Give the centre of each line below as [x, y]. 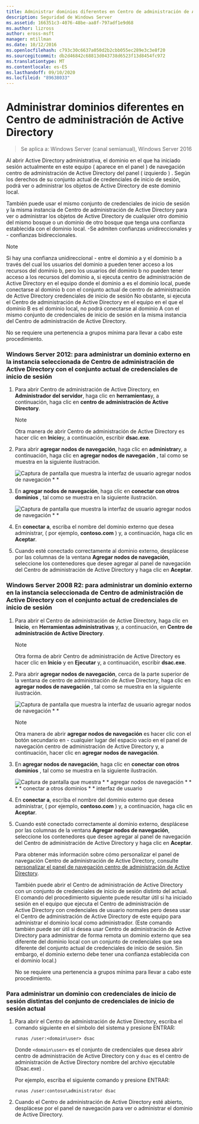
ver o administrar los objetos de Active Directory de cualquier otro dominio [97, 216]
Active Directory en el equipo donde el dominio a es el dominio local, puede [98, 283]
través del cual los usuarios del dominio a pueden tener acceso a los [90, 264]
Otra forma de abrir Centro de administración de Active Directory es [97, 656]
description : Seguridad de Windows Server [59, 17]
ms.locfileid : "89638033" [38, 78]
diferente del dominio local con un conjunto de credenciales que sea [98, 941]
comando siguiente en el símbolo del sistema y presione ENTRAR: [95, 1027]
